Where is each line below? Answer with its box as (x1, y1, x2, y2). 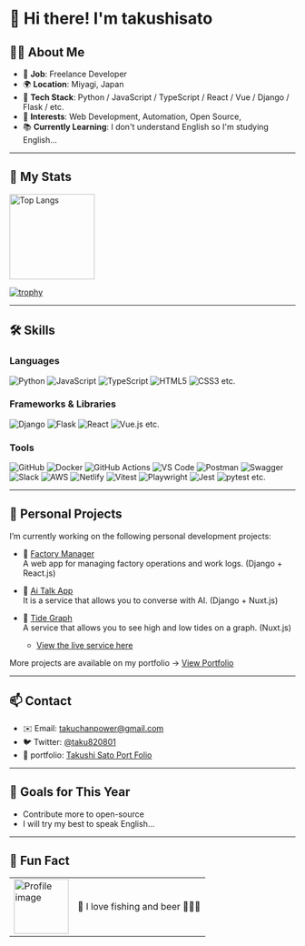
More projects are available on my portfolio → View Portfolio (9, 657, 234, 668)
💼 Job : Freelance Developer (22, 68, 127, 79)
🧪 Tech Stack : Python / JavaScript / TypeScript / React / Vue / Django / (22, 92, 290, 103)
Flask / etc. (22, 102, 64, 112)
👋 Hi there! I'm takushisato (9, 8, 213, 29)
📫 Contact (9, 693, 73, 709)
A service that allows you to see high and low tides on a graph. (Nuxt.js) (22, 622, 292, 633)
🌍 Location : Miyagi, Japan (22, 79, 124, 89)
